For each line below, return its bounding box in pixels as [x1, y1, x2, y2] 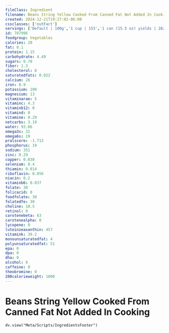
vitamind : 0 [5, 110, 30, 116]
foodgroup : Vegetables [5, 36, 53, 41]
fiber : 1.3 [5, 63, 28, 68]
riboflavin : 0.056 [5, 171, 44, 176]
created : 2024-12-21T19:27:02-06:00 [5, 17, 82, 22]
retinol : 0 [5, 208, 28, 214]
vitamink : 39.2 [5, 232, 37, 237]
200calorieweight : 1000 [5, 274, 55, 279]
